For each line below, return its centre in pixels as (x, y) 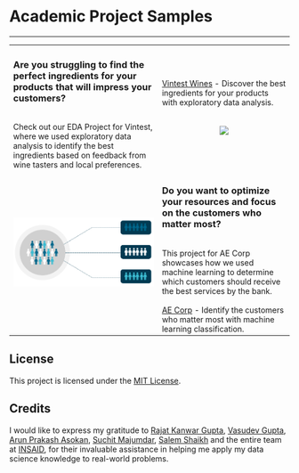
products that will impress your (82, 86)
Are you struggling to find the (79, 64)
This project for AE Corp (206, 253)
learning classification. (203, 329)
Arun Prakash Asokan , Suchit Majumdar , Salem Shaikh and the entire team (145, 439)
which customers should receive (221, 281)
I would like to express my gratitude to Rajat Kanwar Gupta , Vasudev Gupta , (148, 430)
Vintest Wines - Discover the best (224, 84)
